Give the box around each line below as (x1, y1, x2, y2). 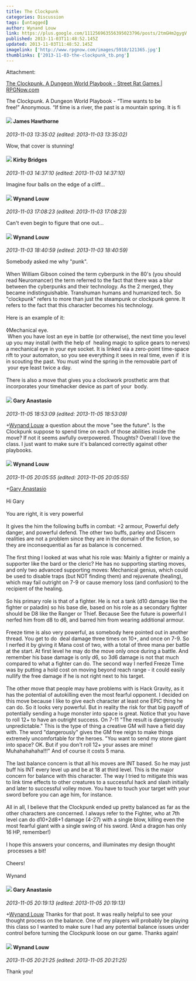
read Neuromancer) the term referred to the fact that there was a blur (6, 277, 174, 284)
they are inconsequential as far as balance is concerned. (6, 541, 143, 548)
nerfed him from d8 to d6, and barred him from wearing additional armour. (6, 616, 185, 623)
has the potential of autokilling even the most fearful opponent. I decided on (6, 691, 189, 698)
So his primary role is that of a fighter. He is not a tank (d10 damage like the (6, 597, 187, 604)
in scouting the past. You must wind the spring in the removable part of (6, 358, 177, 365)
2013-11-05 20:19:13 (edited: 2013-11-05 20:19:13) (6, 899, 126, 906)
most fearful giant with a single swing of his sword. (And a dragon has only (6, 822, 187, 829)
